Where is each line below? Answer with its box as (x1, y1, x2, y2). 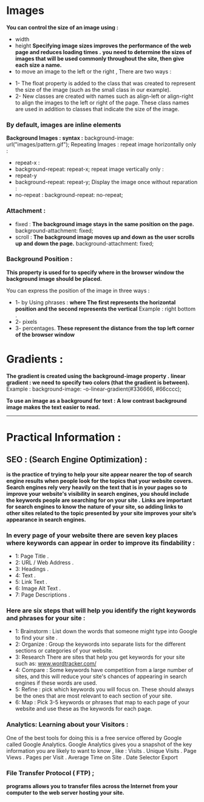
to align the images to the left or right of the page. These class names (15, 98, 189, 106)
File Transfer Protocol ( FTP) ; (6, 769, 95, 777)
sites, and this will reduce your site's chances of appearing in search (15, 673, 187, 680)
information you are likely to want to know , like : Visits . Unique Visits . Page (6, 747, 197, 754)
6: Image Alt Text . (15, 584, 61, 592)
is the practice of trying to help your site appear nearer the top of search (6, 470, 192, 478)
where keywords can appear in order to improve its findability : (6, 538, 195, 547)
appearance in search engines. (6, 516, 86, 523)
